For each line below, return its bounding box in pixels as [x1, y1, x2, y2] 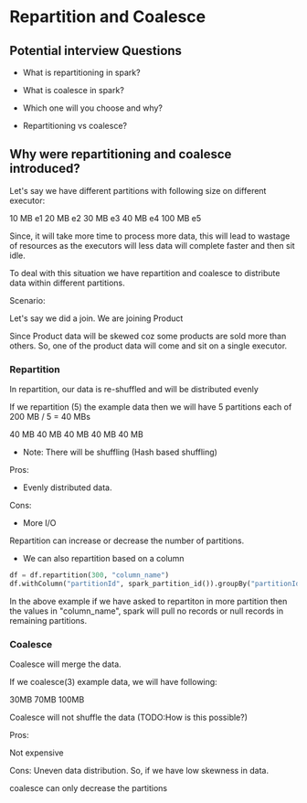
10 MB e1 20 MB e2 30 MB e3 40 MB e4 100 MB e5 [9, 212, 202, 223]
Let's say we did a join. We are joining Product [9, 313, 184, 324]
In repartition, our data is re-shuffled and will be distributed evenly [9, 384, 259, 395]
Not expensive [9, 747, 64, 758]
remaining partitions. [9, 615, 88, 626]
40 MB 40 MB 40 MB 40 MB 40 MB [9, 429, 143, 440]
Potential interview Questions [9, 43, 183, 59]
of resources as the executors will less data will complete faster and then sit [9, 240, 295, 251]
